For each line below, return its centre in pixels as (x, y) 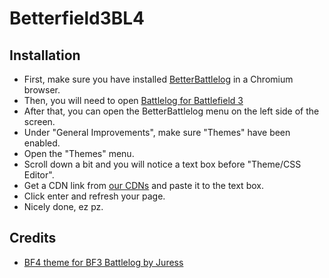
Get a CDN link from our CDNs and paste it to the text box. (143, 185)
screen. (39, 121)
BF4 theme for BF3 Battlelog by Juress (103, 262)
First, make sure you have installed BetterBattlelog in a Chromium (158, 79)
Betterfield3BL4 (77, 18)
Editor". (39, 175)
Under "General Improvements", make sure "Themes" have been (157, 132)
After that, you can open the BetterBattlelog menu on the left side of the (171, 111)
